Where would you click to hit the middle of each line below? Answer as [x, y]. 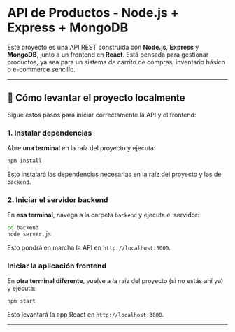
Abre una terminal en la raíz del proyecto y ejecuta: [81, 148]
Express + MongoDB [68, 28]
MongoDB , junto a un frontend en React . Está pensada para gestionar [108, 55]
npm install [24, 161]
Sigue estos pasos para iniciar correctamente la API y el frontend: [102, 115]
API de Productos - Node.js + [93, 13]
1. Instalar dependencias [50, 133]
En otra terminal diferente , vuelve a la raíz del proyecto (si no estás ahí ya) [115, 281]
